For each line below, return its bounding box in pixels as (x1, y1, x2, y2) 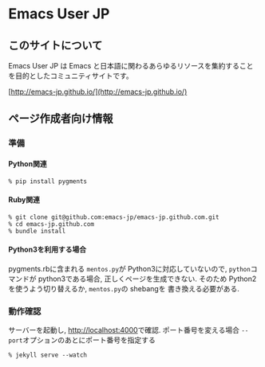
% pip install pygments (8, 177, 88, 185)
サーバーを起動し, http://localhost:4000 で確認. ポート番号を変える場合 (8, 326, 239, 335)
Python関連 (8, 158, 47, 168)
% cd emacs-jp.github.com (8, 220, 94, 228)
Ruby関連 (8, 195, 40, 205)
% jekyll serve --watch (8, 351, 88, 359)
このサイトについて (8, 38, 103, 52)
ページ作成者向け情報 (8, 112, 113, 126)
